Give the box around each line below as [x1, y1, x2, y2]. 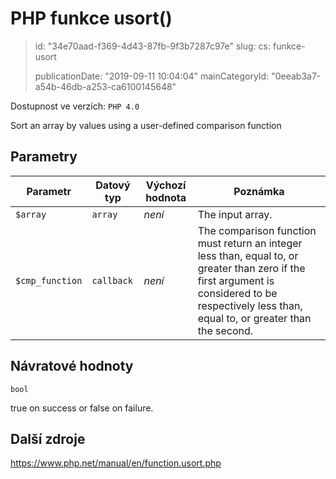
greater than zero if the [197, 261, 306, 275]
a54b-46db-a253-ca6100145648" [34, 80, 177, 92]
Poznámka [233, 184, 285, 198]
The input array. [197, 207, 273, 221]
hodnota [145, 190, 187, 204]
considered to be [197, 286, 278, 300]
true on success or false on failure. [10, 402, 154, 414]
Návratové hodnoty [10, 358, 134, 375]
